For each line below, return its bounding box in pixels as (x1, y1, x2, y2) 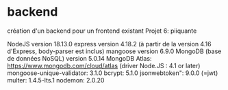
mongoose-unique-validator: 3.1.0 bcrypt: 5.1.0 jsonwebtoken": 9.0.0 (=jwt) (7, 69, 218, 77)
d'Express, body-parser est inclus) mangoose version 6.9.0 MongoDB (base (7, 47, 222, 55)
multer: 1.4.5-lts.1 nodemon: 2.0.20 (7, 76, 105, 84)
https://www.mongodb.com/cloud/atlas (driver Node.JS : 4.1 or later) (7, 61, 201, 70)
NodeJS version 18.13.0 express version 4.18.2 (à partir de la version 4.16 (7, 40, 212, 48)
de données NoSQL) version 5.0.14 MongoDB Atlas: (7, 54, 152, 62)
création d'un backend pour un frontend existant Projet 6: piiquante (7, 27, 197, 35)
